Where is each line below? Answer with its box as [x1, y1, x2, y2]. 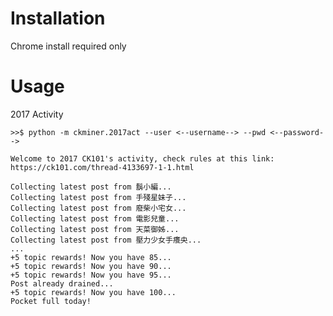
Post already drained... [10, 278, 114, 289]
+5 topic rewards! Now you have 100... [10, 287, 177, 297]
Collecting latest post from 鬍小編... [10, 182, 172, 192]
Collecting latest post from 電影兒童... [10, 213, 180, 224]
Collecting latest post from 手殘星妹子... [10, 192, 187, 202]
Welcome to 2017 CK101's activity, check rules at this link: [10, 153, 275, 164]
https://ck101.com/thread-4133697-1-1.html [10, 162, 195, 172]
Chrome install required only [10, 40, 127, 52]
